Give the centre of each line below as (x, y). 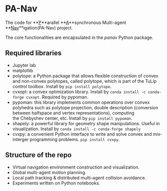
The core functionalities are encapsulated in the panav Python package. (79, 37)
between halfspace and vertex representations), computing (73, 113)
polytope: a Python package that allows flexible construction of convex (85, 76)
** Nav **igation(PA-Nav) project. (39, 27)
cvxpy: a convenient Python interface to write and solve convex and (82, 134)
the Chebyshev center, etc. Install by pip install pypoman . (72, 118)
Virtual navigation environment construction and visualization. (76, 167)
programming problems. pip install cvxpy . (75, 139)
